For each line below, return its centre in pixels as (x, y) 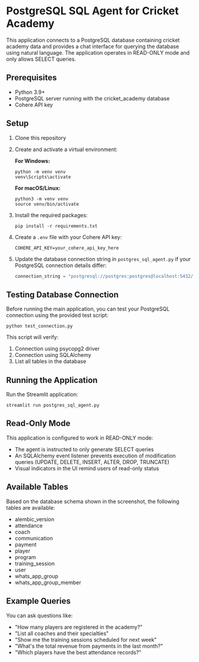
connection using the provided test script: (57, 315)
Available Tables (37, 487)
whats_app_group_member (48, 582)
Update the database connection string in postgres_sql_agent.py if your (103, 259)
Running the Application (52, 380)
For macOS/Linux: (37, 188)
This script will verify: (32, 337)
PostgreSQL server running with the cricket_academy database (92, 98)
